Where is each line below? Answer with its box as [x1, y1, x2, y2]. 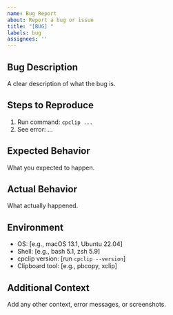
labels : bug [7, 29, 41, 37]
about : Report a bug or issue [7, 17, 94, 23]
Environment [7, 221, 64, 233]
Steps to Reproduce [7, 99, 94, 111]
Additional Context [7, 282, 90, 294]
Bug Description [7, 61, 78, 73]
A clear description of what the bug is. [7, 79, 116, 88]
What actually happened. [7, 201, 79, 210]
